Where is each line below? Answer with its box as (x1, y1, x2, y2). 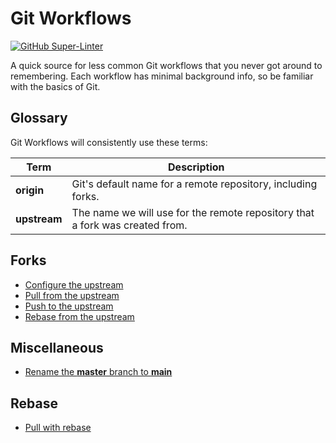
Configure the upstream (24, 278, 124, 291)
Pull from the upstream (24, 289, 120, 301)
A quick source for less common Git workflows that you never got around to (10, 59, 323, 71)
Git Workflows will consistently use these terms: (10, 136, 208, 148)
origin (15, 183, 45, 197)
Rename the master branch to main (24, 366, 173, 378)
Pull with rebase (24, 422, 92, 434)
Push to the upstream (24, 300, 114, 312)
